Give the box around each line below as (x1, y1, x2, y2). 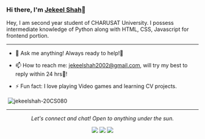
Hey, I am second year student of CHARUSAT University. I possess (6, 19, 174, 27)
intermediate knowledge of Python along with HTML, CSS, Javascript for (6, 25, 189, 33)
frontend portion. (6, 32, 49, 39)
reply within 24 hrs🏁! (15, 70, 68, 78)
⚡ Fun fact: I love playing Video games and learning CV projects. (15, 83, 177, 90)
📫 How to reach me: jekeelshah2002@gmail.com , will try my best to (15, 62, 188, 69)
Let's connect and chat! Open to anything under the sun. (31, 115, 174, 122)
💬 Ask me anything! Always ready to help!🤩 (15, 50, 124, 57)
